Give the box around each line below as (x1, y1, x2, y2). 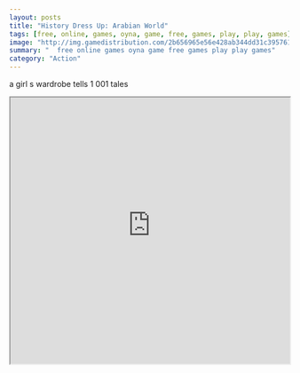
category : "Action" (9, 54, 82, 63)
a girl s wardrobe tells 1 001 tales (9, 79, 129, 89)
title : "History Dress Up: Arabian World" (9, 21, 169, 30)
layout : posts (9, 12, 62, 22)
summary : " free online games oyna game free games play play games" (9, 46, 276, 55)
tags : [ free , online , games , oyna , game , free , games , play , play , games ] (9, 29, 292, 38)
